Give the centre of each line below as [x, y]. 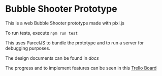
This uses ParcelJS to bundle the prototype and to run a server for [75, 43]
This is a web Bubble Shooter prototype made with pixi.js [65, 23]
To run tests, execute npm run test [41, 33]
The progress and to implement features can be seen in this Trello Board [81, 68]
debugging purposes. [28, 48]
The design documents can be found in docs [52, 58]
